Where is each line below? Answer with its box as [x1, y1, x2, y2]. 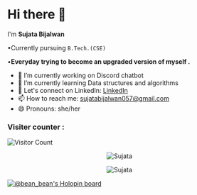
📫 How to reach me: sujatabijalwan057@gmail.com [17, 94, 169, 102]
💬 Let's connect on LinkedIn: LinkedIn [17, 86, 128, 94]
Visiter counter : [7, 122, 65, 132]
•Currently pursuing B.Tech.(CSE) [7, 43, 107, 52]
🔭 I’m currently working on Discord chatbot [17, 71, 144, 79]
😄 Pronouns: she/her [17, 104, 80, 113]
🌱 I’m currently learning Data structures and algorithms [17, 78, 179, 87]
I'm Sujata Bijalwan [7, 30, 65, 38]
